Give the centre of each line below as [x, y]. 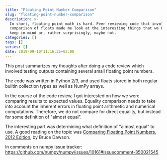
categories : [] [21, 38]
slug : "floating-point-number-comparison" [50, 14]
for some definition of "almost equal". [43, 117]
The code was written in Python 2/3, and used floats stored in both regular [82, 81]
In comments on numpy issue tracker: [44, 147]
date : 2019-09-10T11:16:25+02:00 [40, 51]
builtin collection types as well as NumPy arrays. [55, 86]
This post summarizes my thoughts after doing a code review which [75, 66]
